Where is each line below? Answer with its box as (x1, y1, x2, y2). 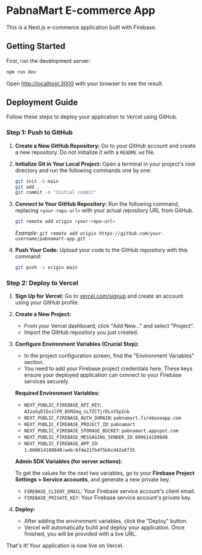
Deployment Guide (6, 97, 78, 107)
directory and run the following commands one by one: (14, 167, 152, 174)
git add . (14, 184, 40, 190)
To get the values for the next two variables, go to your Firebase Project (14, 469, 195, 477)
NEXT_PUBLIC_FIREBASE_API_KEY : (24, 401, 102, 408)
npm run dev (6, 69, 36, 75)
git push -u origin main (14, 265, 78, 271)
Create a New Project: (14, 310, 71, 318)
